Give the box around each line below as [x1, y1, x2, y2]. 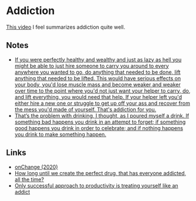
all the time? [14, 176, 44, 183]
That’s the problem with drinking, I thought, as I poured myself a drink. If [14, 112, 190, 119]
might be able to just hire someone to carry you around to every [14, 62, 169, 69]
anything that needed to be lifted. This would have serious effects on [14, 74, 181, 81]
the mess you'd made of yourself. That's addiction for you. [14, 105, 157, 113]
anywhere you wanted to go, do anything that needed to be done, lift [14, 69, 181, 76]
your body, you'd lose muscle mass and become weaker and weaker [14, 81, 181, 88]
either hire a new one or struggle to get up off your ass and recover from [14, 100, 191, 107]
